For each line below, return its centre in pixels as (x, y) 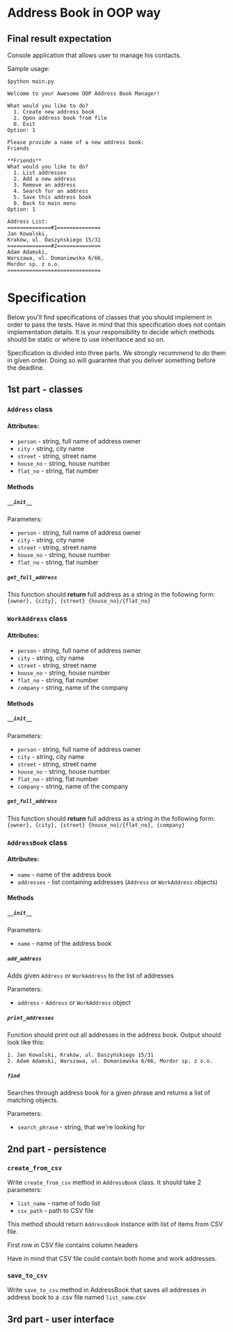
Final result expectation (59, 39)
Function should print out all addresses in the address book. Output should (114, 1035)
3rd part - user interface (61, 1319)
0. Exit (25, 124)
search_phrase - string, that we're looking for (81, 1127)
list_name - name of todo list (59, 1203)
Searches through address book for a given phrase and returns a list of (109, 1093)
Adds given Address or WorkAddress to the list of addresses (90, 976)
